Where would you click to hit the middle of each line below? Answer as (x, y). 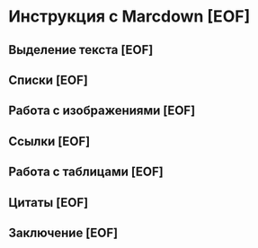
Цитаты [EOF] (49, 203)
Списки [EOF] (49, 80)
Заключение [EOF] (63, 232)
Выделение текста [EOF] (81, 50)
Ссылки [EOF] (49, 141)
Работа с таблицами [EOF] (86, 172)
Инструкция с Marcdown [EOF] (129, 17)
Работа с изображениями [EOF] (102, 111)
